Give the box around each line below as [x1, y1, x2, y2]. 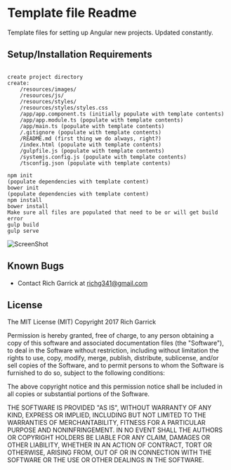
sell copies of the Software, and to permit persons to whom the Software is [7, 361, 225, 370]
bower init [7, 184, 39, 191]
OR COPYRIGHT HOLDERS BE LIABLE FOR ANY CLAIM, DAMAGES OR [7, 433, 211, 442]
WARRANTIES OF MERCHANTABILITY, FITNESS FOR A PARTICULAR [7, 419, 206, 427]
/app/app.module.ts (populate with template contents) [20, 116, 184, 124]
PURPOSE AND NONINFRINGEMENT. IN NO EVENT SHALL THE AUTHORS [7, 426, 223, 434]
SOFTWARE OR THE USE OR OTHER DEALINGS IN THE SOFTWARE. [7, 456, 204, 464]
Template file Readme [7, 5, 137, 21]
